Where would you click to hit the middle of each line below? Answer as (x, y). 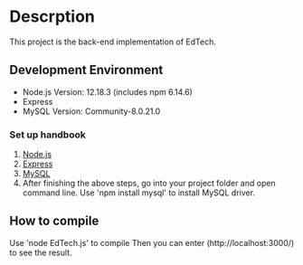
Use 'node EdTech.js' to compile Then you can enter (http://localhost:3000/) (152, 242)
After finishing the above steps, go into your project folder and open (149, 184)
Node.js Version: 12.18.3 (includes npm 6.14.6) (107, 91)
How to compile (54, 221)
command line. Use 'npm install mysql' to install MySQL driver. (139, 193)
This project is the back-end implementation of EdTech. (113, 42)
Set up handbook (47, 135)
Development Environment (86, 70)
